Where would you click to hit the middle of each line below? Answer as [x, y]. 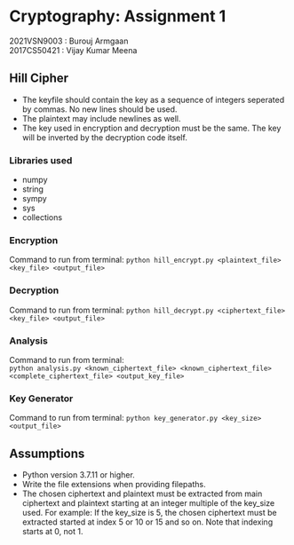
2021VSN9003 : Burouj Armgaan [69, 41]
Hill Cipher [39, 79]
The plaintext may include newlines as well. [101, 118]
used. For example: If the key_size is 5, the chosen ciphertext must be [149, 513]
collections [42, 217]
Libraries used [41, 160]
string [33, 189]
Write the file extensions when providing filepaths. [114, 485]
